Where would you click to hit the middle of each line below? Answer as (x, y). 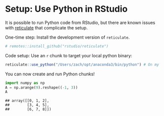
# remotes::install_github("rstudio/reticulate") (57, 46)
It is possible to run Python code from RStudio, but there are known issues (80, 23)
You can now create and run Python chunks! (50, 74)
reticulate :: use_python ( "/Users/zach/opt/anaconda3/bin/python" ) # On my (82, 65)
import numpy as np (25, 83)
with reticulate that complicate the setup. (46, 27)
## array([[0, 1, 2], (27, 101)
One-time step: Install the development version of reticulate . (68, 37)
